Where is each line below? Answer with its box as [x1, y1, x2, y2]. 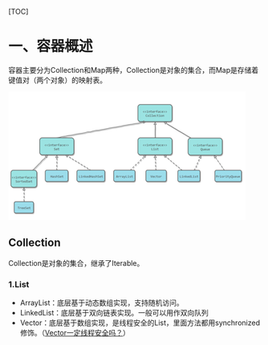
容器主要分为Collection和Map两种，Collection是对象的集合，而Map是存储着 [8, 65, 259, 74]
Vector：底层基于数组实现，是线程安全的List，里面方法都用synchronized [19, 318, 261, 327]
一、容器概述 [8, 38, 94, 55]
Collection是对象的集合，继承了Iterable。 [8, 258, 144, 267]
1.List [8, 279, 30, 290]
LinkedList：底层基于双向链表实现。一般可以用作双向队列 [19, 308, 209, 318]
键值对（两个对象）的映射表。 [8, 75, 107, 85]
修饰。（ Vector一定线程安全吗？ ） [19, 328, 131, 338]
